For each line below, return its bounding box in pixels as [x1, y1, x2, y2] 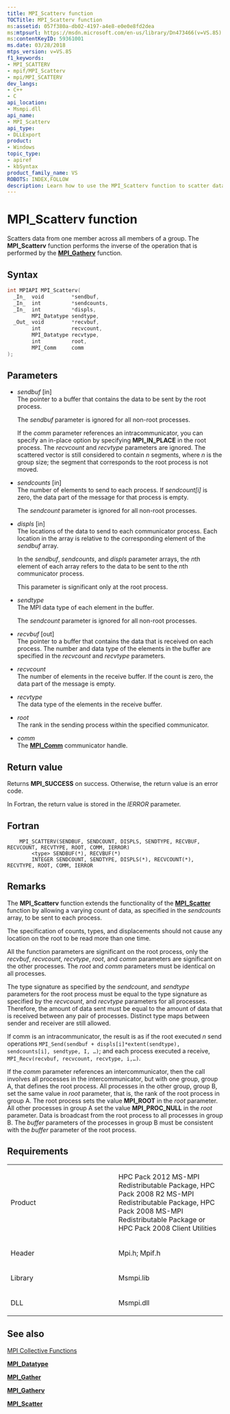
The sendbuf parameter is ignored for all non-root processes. [16, 416, 190, 424]
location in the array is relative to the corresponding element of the [16, 534, 206, 542]
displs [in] [16, 520, 46, 528]
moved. [16, 466, 39, 474]
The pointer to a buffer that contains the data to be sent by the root [16, 395, 207, 403]
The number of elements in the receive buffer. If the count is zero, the [16, 673, 214, 681]
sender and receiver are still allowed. [7, 1019, 111, 1027]
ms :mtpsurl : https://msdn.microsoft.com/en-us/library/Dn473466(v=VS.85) [7, 29, 222, 36]
